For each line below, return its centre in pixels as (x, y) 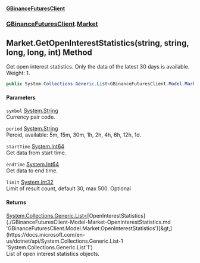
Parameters (21, 97)
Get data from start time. (36, 153)
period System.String (32, 129)
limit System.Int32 (30, 182)
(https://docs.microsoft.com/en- (46, 234)
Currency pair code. (31, 117)
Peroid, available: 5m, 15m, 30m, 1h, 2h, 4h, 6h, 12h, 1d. (74, 135)
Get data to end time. (32, 171)
